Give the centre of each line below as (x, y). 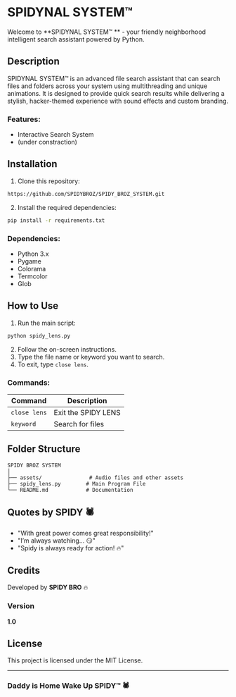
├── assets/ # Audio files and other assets (96, 477)
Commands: (29, 383)
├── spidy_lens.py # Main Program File (77, 483)
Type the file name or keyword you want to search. (91, 357)
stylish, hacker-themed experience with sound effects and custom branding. (118, 101)
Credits (24, 570)
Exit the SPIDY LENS (87, 412)
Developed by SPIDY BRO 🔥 (48, 587)
